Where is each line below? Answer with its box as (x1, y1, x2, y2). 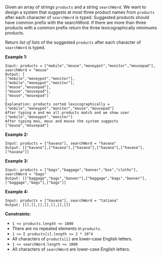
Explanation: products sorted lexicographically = (5, 102, 110, 107)
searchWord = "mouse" (5, 68, 49, 73)
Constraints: (5, 211, 31, 217)
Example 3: (5, 158, 28, 164)
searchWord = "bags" (5, 172, 47, 177)
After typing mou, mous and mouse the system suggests (5, 119, 119, 124)
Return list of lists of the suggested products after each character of (5, 39, 141, 45)
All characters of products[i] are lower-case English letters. (12, 236, 133, 241)
